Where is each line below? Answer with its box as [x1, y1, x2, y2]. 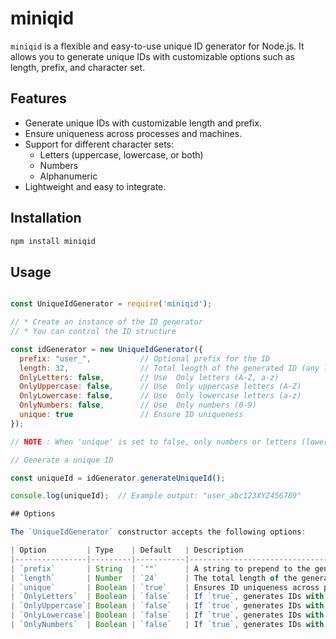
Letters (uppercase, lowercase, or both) [39, 148, 204, 161]
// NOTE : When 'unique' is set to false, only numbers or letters [10, 437, 298, 447]
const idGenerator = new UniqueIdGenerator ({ [10, 344, 203, 354]
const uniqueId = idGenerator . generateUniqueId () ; [10, 473, 226, 483]
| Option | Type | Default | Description [10, 545, 244, 555]
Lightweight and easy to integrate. [24, 180, 167, 192]
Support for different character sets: [24, 138, 174, 150]
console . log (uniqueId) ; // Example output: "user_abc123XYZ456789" [10, 491, 302, 501]
